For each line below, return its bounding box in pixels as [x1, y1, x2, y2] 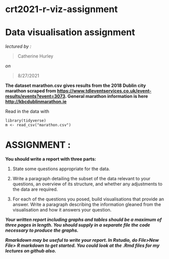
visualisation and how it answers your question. [12, 207, 112, 213]
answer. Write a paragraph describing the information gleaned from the [12, 201, 161, 208]
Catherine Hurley [17, 53, 54, 59]
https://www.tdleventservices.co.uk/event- [57, 88, 152, 94]
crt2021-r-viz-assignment [5, 4, 118, 15]
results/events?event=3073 [5, 93, 66, 99]
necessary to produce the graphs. [5, 227, 79, 233]
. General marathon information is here [65, 93, 148, 99]
